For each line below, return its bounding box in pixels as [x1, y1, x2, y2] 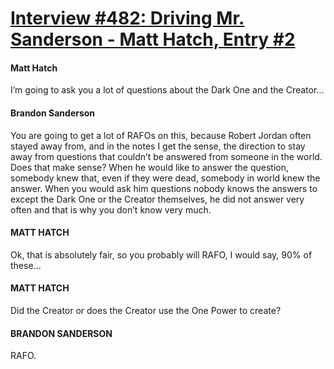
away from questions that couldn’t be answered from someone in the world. [10, 150, 323, 162]
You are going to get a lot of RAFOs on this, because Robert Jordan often [10, 129, 312, 141]
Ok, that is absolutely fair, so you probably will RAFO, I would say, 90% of [10, 248, 313, 261]
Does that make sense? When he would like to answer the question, [10, 161, 290, 173]
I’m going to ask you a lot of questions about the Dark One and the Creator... [10, 84, 325, 96]
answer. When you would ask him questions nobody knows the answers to [10, 182, 318, 194]
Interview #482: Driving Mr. [10, 7, 245, 30]
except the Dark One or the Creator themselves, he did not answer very [10, 193, 305, 205]
